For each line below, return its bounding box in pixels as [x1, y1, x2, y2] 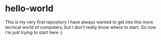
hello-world [5, 3, 54, 14]
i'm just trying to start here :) [5, 29, 63, 35]
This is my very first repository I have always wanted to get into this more [5, 19, 154, 25]
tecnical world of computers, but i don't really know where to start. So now [5, 24, 156, 30]
